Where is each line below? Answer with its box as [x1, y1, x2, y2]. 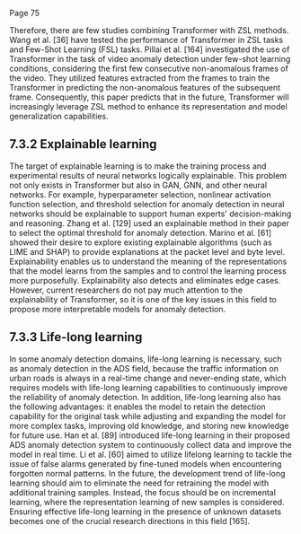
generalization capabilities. [9, 111, 110, 121]
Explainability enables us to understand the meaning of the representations [9, 256, 288, 267]
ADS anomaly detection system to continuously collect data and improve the [9, 439, 292, 450]
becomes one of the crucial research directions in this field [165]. [9, 515, 251, 526]
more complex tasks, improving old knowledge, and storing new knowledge [9, 420, 289, 431]
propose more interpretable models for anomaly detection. [9, 303, 226, 314]
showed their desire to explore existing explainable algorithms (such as [9, 237, 272, 248]
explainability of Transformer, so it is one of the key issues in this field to [9, 293, 277, 304]
